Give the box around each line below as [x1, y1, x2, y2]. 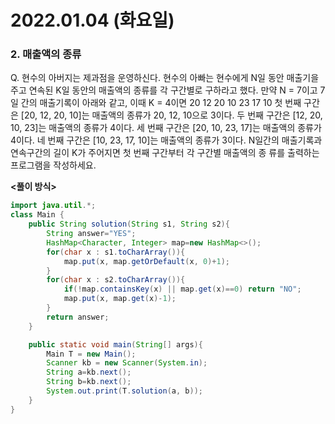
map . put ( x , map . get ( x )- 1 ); [63, 294, 177, 304]
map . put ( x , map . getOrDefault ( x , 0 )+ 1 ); [63, 256, 230, 266]
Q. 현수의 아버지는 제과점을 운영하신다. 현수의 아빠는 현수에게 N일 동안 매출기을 [10, 72, 320, 84]
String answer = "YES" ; [46, 229, 137, 239]
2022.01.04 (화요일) [10, 9, 175, 32]
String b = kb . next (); [46, 377, 132, 387]
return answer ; [46, 312, 110, 322]
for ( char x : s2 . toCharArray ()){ [46, 275, 186, 285]
